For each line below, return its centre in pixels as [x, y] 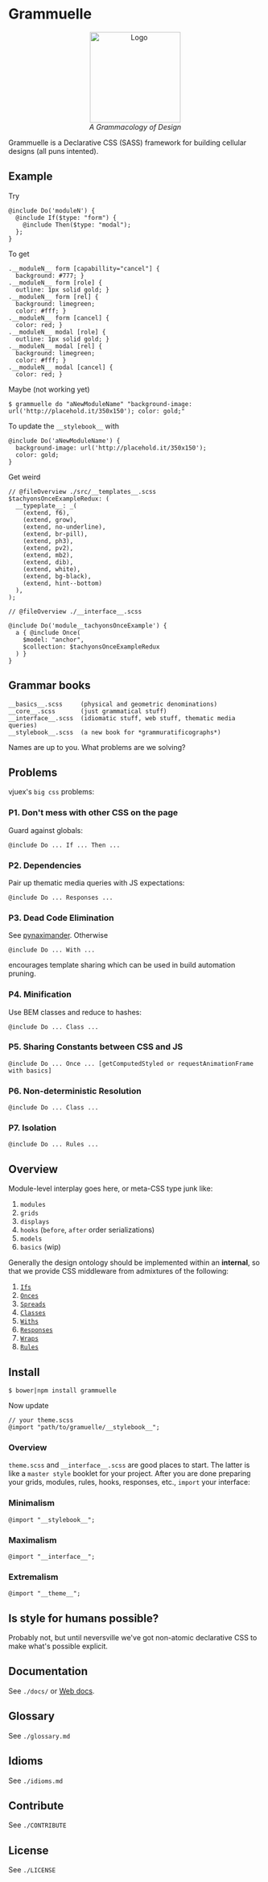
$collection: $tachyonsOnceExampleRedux [91, 647]
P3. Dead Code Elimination [61, 918]
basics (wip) [41, 1247]
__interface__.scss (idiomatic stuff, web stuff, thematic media [122, 718]
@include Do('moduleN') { [52, 210]
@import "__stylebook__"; [52, 1519]
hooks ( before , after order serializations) [87, 1230]
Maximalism [33, 1540]
